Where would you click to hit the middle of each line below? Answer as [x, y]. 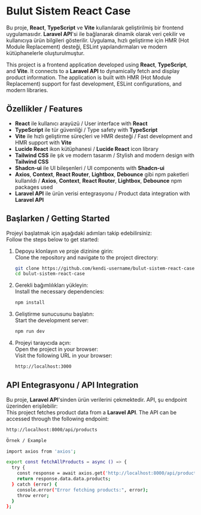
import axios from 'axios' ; [41, 451]
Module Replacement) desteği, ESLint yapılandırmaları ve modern [87, 47]
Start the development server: [52, 320]
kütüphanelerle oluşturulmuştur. [45, 53]
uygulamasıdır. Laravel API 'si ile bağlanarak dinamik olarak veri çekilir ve [96, 34]
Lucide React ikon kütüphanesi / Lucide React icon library [86, 149]
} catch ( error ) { [35, 484]
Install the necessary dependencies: [60, 292]
